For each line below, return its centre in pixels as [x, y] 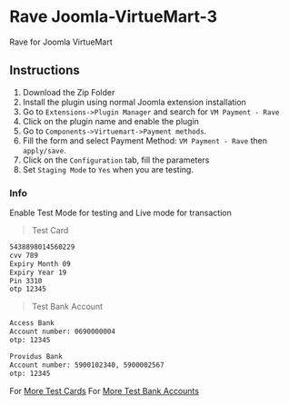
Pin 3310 [26, 281]
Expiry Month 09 [40, 264]
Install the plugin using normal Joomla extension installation [135, 102]
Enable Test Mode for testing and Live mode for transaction [120, 213]
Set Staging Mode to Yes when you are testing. [108, 169]
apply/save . [44, 150]
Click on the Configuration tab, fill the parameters [116, 160]
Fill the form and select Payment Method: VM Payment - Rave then [145, 140]
